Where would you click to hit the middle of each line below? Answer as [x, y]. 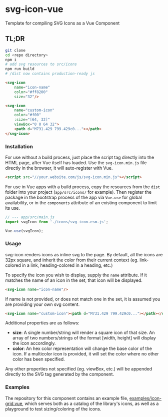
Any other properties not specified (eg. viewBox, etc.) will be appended [79, 369]
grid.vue [14, 403]
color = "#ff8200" [31, 92]
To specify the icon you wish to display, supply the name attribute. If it [76, 275]
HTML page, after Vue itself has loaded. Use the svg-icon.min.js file [76, 162]
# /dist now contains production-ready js [50, 74]
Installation [19, 146]
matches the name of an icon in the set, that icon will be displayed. [74, 280]
